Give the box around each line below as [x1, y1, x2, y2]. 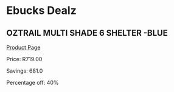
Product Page [6, 44, 41, 51]
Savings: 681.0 [6, 67, 43, 74]
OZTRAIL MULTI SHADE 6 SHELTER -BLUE [6, 28, 169, 38]
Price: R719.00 [6, 56, 43, 62]
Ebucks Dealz [6, 4, 77, 18]
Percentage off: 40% [6, 79, 59, 86]
